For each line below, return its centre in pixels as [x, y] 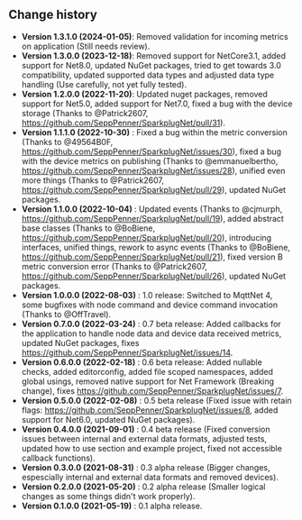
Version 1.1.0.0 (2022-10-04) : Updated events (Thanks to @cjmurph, [152, 209]
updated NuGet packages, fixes [80, 342]
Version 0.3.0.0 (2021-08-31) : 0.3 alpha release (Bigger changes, [146, 467]
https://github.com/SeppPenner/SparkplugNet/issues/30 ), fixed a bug [151, 151]
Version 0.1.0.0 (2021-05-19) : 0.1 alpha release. [112, 506]
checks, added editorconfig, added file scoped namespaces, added [147, 371]
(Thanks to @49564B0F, [67, 141]
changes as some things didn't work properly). [108, 496]
